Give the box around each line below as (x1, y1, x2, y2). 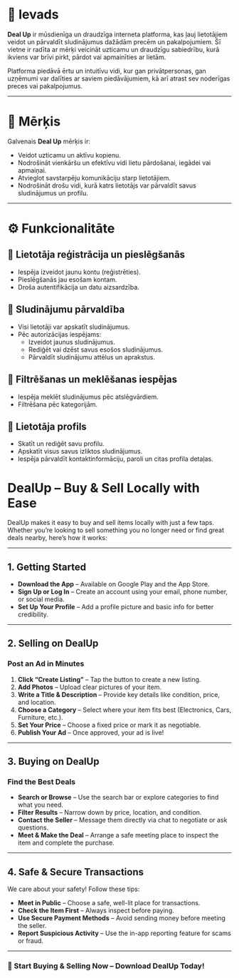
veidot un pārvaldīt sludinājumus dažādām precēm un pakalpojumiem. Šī (7, 37, 221, 46)
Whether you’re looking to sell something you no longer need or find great (7, 526, 225, 534)
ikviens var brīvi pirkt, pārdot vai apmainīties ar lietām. (7, 53, 166, 61)
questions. (17, 823, 49, 832)
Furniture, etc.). (17, 713, 63, 721)
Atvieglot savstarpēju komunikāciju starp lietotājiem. (17, 173, 171, 182)
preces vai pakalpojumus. (7, 81, 83, 90)
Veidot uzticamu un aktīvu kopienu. (17, 151, 121, 159)
